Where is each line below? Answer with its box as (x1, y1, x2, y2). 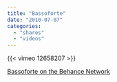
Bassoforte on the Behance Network (7, 68, 111, 76)
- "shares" (13, 29, 45, 36)
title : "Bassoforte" (7, 10, 67, 17)
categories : (7, 23, 41, 29)
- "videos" (13, 36, 45, 42)
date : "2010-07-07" (7, 16, 63, 23)
